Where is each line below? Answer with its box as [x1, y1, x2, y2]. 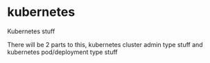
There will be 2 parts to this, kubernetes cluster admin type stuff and [7, 40, 203, 48]
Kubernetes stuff [7, 27, 55, 35]
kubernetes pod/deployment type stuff [7, 48, 118, 56]
